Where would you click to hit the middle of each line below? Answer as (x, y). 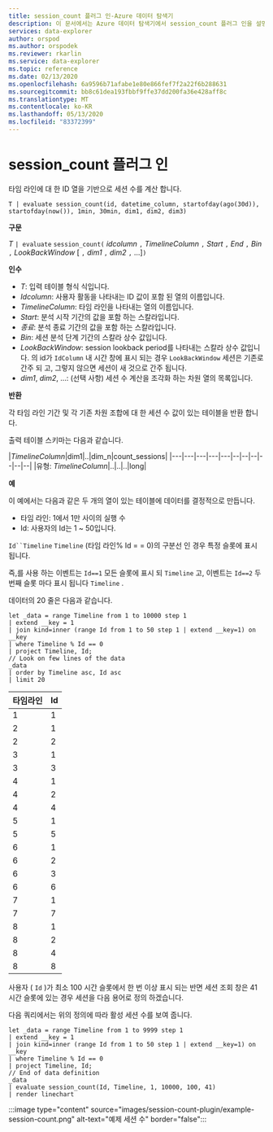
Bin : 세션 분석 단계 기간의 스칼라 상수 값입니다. (94, 337)
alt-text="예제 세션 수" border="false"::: (142, 1119)
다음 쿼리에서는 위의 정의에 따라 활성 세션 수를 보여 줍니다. (100, 1015)
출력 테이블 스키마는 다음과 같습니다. (66, 439)
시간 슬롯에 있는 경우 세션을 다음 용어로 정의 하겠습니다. (96, 997)
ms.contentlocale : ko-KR (50, 107)
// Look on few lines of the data (67, 658)
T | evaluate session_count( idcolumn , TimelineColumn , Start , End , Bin (135, 243)
